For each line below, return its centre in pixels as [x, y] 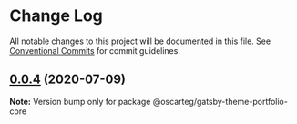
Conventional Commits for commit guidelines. [95, 50]
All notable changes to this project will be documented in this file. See [140, 41]
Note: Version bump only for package [80, 101]
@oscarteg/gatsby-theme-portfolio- [220, 101]
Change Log [56, 16]
